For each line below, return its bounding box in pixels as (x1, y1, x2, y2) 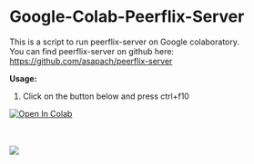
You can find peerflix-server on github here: (9, 45, 175, 56)
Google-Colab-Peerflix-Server (9, 6, 245, 27)
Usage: (9, 72, 38, 83)
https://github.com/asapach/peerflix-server (9, 55, 173, 66)
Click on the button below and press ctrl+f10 (22, 91, 189, 101)
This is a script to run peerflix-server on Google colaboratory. (9, 36, 239, 47)
